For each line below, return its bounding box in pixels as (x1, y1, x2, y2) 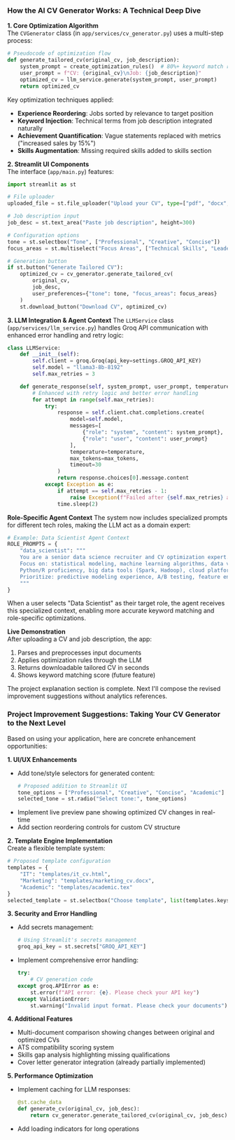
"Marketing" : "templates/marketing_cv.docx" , (20, 877, 155, 884)
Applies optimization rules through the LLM (17, 656, 142, 664)
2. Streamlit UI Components (7, 160, 90, 168)
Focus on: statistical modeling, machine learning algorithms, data (20, 561, 224, 568)
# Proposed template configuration (7, 858, 111, 865)
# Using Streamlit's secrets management (17, 937, 137, 944)
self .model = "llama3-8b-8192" (32, 364, 124, 371)
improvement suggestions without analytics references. (7, 692, 168, 700)
